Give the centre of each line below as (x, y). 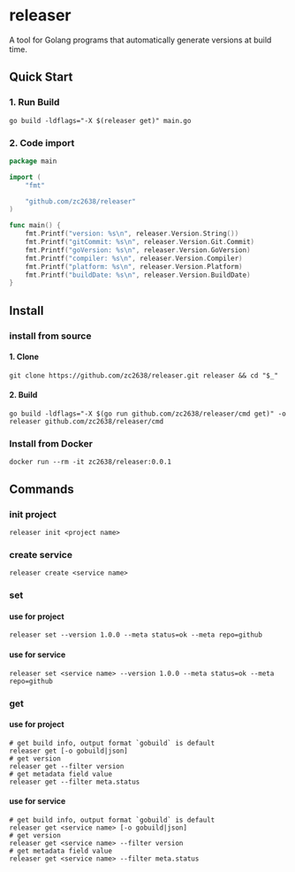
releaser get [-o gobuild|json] (68, 751)
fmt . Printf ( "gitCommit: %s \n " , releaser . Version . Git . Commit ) (140, 242)
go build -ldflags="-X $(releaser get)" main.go (100, 120)
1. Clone (24, 357)
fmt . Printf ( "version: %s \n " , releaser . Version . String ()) (132, 234)
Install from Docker (51, 443)
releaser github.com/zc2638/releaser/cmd (87, 422)
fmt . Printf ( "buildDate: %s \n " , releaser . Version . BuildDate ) (138, 275)
